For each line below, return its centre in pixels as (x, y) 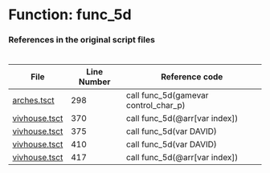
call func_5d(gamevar (167, 95)
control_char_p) (155, 106)
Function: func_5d (70, 15)
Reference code (192, 77)
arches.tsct (33, 100)
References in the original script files (82, 40)
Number (95, 82)
